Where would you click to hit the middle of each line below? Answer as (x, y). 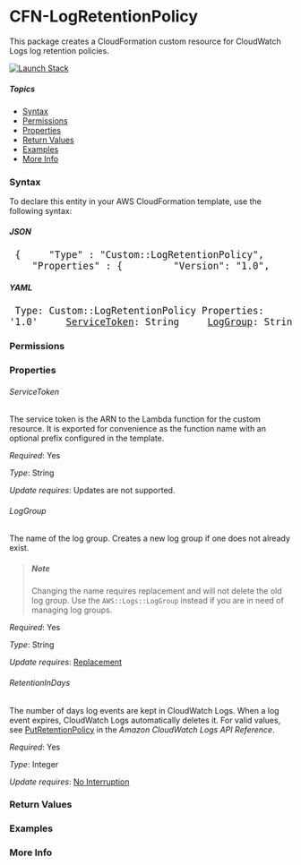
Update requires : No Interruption (69, 782)
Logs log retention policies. (59, 50)
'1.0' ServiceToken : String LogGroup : (134, 322)
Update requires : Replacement (66, 662)
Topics (22, 89)
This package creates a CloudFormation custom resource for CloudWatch (145, 41)
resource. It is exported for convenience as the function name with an (138, 429)
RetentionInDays (40, 682)
